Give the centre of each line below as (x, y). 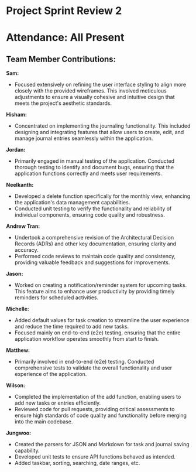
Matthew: (18, 350)
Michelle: (18, 309)
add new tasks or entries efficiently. (58, 403)
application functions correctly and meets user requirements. (88, 173)
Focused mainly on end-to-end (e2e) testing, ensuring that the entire (97, 333)
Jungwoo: (19, 433)
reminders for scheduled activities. (56, 297)
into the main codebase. (44, 422)
